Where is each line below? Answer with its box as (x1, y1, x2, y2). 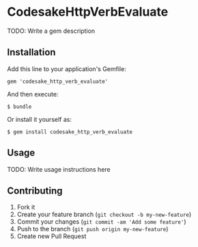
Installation (7, 47, 56, 58)
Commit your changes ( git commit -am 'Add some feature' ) (16, 218, 186, 226)
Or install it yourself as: (7, 115, 72, 123)
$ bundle (7, 103, 32, 110)
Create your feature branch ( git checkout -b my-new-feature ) (16, 210, 192, 219)
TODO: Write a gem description (7, 27, 96, 35)
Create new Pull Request (16, 232, 87, 240)
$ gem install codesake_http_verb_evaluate (7, 128, 133, 135)
